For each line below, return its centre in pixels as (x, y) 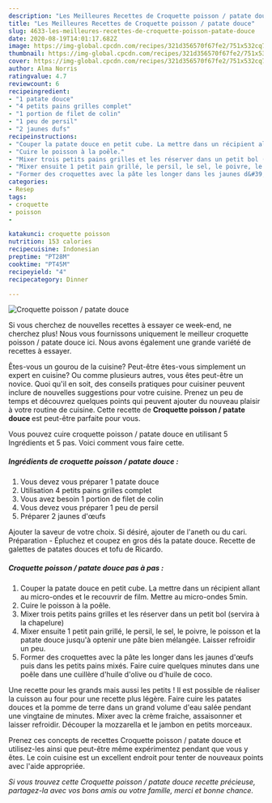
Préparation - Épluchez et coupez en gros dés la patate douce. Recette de (132, 541)
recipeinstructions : (43, 136)
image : (19, 46)
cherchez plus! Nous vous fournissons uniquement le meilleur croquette (129, 334)
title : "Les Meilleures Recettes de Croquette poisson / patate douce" (132, 24)
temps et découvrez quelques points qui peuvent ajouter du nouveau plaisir (134, 401)
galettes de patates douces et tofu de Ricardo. (86, 549)
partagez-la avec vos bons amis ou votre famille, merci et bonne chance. (131, 791)
